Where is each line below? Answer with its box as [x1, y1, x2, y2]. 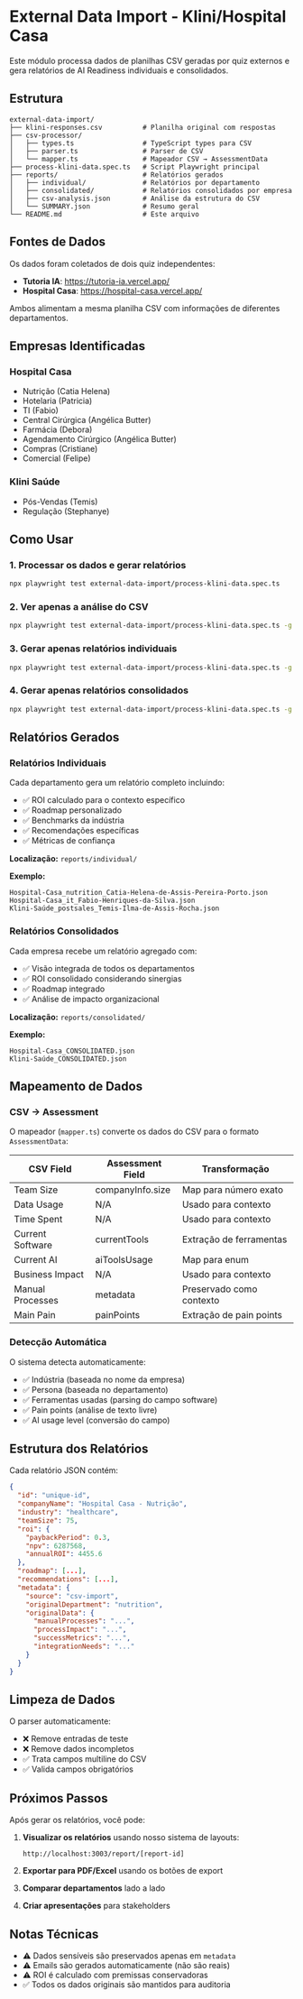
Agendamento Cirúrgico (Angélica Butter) [22, 434, 178, 445]
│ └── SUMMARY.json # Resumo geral [9, 201, 200, 211]
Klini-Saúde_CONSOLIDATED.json [9, 1054, 127, 1064]
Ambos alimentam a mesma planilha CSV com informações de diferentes [9, 302, 280, 313]
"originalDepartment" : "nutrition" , [25, 1599, 164, 1609]
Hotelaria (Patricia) [22, 395, 93, 407]
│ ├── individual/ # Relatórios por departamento [9, 178, 260, 187]
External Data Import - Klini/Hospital [9, 6, 287, 27]
